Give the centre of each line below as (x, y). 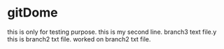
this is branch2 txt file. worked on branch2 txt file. (79, 39)
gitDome (33, 13)
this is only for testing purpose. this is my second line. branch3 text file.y (112, 32)
